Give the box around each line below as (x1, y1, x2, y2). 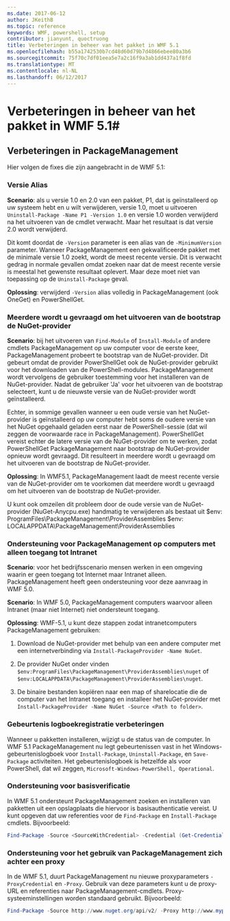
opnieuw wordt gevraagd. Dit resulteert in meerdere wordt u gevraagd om (7, 452, 216, 460)
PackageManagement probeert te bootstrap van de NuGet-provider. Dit (7, 351, 209, 359)
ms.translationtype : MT (7, 61, 75, 68)
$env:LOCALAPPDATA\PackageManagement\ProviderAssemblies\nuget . (16, 674, 203, 683)
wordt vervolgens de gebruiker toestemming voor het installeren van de (7, 373, 209, 381)
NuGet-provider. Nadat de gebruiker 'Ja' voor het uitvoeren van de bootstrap (7, 380, 223, 388)
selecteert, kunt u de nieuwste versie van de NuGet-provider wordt (7, 387, 196, 395)
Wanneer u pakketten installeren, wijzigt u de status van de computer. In (7, 735, 211, 744)
